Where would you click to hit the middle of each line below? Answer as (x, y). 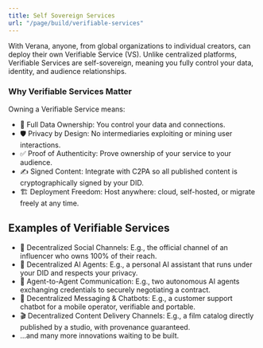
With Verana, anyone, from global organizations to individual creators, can (130, 45)
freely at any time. (49, 203)
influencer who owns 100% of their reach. (88, 256)
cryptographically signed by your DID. (82, 182)
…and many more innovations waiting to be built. (99, 335)
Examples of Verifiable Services (89, 228)
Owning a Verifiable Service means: (67, 109)
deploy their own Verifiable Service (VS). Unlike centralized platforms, (122, 54)
